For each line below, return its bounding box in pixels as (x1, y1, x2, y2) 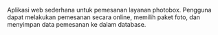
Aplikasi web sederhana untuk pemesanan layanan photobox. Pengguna (7, 6, 212, 14)
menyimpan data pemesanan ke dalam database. (7, 21, 146, 28)
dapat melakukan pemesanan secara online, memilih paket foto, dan (7, 13, 201, 21)
